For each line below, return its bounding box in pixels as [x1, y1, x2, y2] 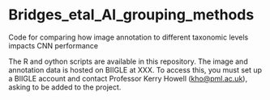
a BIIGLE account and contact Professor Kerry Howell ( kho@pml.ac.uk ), [8, 73, 248, 83]
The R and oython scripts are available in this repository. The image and [8, 56, 249, 66]
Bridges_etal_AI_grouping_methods [8, 6, 255, 24]
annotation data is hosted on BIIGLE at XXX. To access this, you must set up [8, 65, 262, 74]
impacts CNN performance [8, 40, 99, 50]
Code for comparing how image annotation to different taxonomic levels [8, 32, 249, 42]
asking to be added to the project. [8, 82, 122, 92]
